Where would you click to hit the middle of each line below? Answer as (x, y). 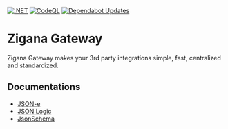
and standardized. (33, 65)
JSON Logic (34, 111)
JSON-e (29, 103)
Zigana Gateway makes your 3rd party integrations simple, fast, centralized (114, 58)
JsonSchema (36, 119)
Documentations (44, 87)
